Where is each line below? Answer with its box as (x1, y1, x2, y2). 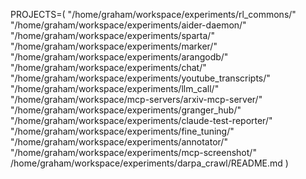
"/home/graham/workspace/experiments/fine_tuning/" (10, 125, 235, 137)
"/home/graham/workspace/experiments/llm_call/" (10, 83, 220, 94)
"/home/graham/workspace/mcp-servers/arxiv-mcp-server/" (10, 94, 263, 105)
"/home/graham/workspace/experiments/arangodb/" (10, 51, 229, 63)
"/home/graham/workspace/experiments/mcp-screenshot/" (10, 147, 257, 158)
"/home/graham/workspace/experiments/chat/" (10, 62, 207, 73)
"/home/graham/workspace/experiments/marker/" (10, 40, 218, 52)
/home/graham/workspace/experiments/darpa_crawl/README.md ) (10, 157, 289, 169)
